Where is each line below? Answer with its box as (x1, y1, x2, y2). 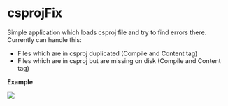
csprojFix (7, 5, 63, 21)
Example (7, 77, 34, 86)
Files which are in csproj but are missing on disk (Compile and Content (17, 56, 221, 65)
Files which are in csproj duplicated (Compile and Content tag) (17, 49, 198, 58)
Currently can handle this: (7, 35, 82, 44)
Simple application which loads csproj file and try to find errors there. (7, 28, 207, 37)
